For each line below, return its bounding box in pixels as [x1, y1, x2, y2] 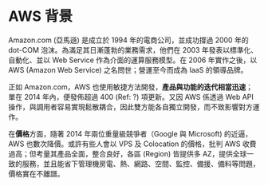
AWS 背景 [8, 7, 73, 26]
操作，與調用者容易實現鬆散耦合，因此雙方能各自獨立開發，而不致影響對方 [8, 101, 253, 112]
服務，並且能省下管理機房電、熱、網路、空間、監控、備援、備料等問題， [22, 159, 260, 168]
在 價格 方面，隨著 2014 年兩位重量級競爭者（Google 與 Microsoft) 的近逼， [8, 129, 253, 138]
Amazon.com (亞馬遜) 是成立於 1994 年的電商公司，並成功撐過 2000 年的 [8, 35, 249, 45]
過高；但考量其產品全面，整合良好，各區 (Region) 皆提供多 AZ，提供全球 [8, 148, 247, 158]
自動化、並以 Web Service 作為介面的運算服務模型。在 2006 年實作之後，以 [8, 55, 258, 65]
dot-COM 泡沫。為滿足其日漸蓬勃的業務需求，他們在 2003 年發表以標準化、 [8, 45, 258, 54]
